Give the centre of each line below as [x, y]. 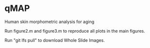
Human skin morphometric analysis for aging [50, 22]
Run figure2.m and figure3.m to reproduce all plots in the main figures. [75, 31]
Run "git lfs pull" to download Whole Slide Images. [55, 40]
